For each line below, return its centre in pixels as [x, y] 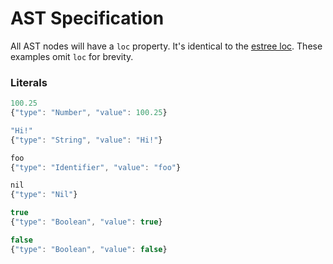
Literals [29, 82]
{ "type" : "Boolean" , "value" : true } [86, 222]
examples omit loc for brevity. [72, 56]
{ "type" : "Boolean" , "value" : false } [89, 249]
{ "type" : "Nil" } [44, 195]
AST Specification [87, 18]
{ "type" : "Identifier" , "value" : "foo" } [96, 167]
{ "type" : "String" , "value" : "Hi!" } [86, 140]
